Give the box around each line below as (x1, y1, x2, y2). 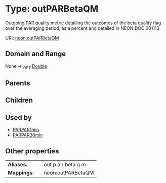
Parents (5, 79, 30, 87)
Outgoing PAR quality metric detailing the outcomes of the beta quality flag (5, 20, 161, 26)
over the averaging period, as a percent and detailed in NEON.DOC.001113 (5, 25, 159, 31)
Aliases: (8, 161, 28, 168)
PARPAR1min (12, 127, 39, 133)
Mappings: (8, 169, 34, 176)
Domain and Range (5, 50, 66, 58)
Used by (5, 113, 32, 122)
